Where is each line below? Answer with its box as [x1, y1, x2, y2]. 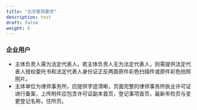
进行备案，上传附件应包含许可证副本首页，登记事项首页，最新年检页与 [14, 90, 186, 97]
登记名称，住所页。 [20, 97, 67, 104]
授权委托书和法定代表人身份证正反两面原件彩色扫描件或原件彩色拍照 [25, 67, 191, 75]
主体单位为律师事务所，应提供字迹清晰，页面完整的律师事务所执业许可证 [14, 82, 191, 89]
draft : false [6, 20, 38, 25]
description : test [6, 14, 51, 20]
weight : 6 [6, 25, 31, 31]
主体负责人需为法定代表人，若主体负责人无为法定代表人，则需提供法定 [14, 60, 186, 67]
